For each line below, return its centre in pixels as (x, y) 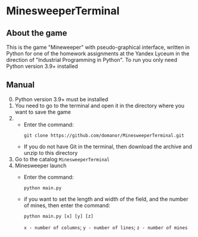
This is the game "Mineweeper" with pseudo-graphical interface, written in (98, 47)
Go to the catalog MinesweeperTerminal (62, 159)
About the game (37, 33)
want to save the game (43, 112)
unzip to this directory (51, 152)
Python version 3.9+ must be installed (61, 99)
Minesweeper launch (41, 166)
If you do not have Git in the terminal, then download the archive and (108, 146)
